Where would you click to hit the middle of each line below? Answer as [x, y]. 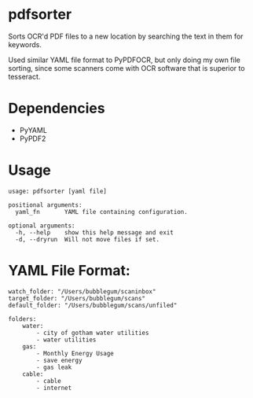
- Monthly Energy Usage [75, 353]
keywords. [25, 44]
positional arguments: [45, 205]
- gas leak [54, 367]
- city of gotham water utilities [93, 333]
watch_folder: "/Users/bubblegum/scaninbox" [82, 291]
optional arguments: [42, 226]
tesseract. [24, 76]
